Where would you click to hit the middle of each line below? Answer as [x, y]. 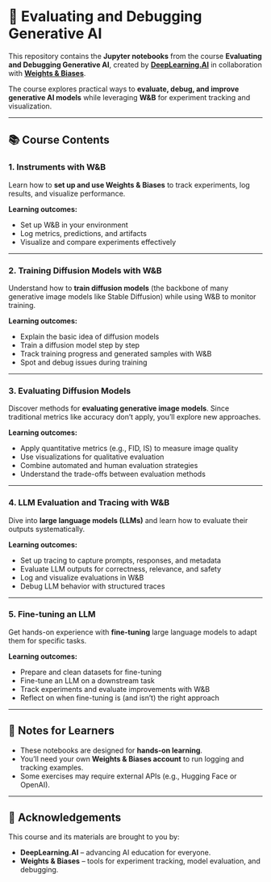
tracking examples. [52, 767]
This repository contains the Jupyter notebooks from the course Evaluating [135, 56]
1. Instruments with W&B [57, 167]
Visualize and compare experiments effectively [98, 242]
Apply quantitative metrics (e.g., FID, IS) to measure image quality [129, 449]
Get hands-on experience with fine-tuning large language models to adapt [133, 632]
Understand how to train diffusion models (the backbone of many [119, 288]
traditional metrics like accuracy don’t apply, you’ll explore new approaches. [135, 417]
